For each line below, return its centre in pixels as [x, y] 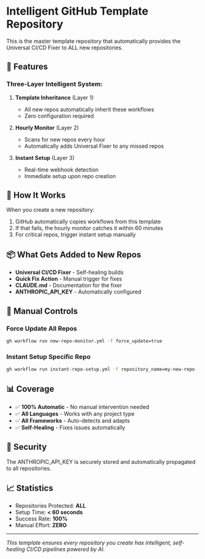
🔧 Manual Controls [42, 311]
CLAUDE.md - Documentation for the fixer [68, 286]
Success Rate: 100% [41, 519]
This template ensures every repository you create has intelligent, [89, 543]
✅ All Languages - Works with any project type [75, 414]
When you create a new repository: [50, 210]
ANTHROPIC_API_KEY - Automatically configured [78, 292]
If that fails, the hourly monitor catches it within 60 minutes [89, 228]
